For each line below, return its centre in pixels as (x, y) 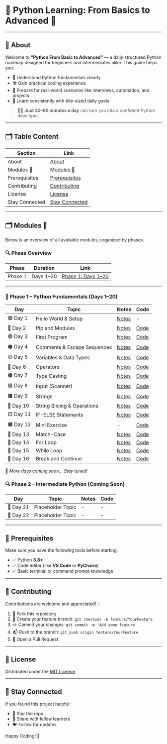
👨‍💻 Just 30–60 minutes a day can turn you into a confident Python (86, 110)
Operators (47, 367)
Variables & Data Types (63, 358)
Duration (44, 268)
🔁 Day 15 (19, 450)
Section (26, 153)
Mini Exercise (51, 425)
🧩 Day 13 (19, 434)
